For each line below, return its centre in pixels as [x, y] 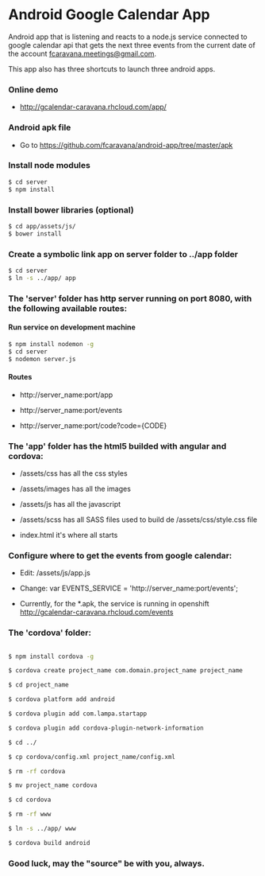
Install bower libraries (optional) [71, 210]
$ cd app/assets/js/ [42, 226]
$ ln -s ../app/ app [42, 278]
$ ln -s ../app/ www [42, 829]
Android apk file [40, 127]
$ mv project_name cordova [53, 785]
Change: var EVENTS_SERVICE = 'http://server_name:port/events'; [129, 588]
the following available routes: [68, 308]
